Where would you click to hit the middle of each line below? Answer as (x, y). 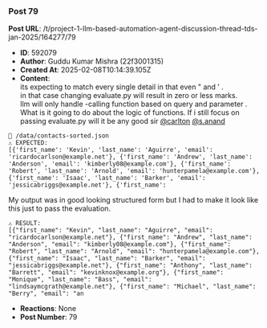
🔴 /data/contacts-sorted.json (59, 136)
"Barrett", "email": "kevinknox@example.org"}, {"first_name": (116, 273)
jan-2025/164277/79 (42, 37)
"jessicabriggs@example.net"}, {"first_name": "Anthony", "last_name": (130, 266)
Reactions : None (48, 309)
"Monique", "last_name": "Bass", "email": (80, 280)
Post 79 (23, 11)
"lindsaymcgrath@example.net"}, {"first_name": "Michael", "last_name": (132, 287)
